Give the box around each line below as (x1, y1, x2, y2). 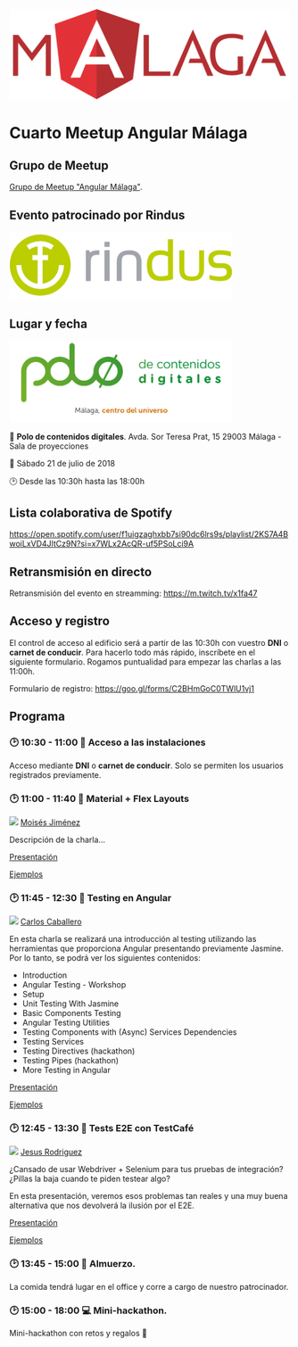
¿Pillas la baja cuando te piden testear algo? (9, 1173, 171, 1185)
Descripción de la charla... (9, 834, 105, 845)
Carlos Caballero (20, 916, 82, 927)
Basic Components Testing (21, 1008, 122, 1019)
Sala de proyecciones (9, 441, 89, 451)
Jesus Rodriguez (20, 1146, 83, 1158)
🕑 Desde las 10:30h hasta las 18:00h (9, 476, 145, 487)
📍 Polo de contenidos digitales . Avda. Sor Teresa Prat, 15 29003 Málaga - (9, 432, 282, 442)
